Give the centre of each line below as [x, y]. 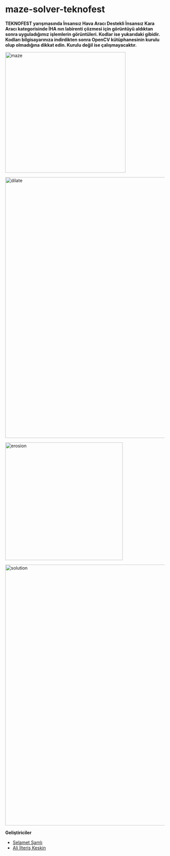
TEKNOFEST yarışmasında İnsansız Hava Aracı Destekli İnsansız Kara [80, 23]
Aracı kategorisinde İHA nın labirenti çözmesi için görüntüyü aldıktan [79, 28]
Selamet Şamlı [28, 842]
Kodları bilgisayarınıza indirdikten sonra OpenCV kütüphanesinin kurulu [82, 40]
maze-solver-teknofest [55, 9]
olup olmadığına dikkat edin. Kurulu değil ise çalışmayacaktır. [71, 45]
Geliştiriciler [18, 832]
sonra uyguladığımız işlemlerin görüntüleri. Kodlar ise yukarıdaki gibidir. [83, 34]
